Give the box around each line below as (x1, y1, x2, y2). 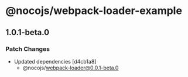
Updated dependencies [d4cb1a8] (13, 58, 97, 65)
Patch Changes (5, 45, 50, 53)
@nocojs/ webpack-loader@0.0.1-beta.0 (22, 64, 119, 71)
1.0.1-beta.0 (5, 27, 50, 37)
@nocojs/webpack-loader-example (5, 4, 183, 17)
